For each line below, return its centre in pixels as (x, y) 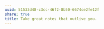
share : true (17, 14)
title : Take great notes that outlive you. (51, 19)
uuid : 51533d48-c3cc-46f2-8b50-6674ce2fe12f (52, 10)
